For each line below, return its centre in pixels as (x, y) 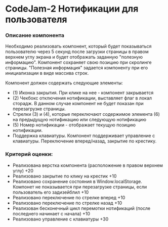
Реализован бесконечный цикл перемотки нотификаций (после (81, 208)
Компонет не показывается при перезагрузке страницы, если (80, 187)
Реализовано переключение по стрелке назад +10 (67, 203)
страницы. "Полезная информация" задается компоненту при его (77, 68)
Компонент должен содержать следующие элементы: (64, 83)
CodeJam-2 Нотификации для (72, 9)
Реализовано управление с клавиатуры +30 (60, 219)
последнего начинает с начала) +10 (51, 213)
